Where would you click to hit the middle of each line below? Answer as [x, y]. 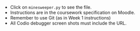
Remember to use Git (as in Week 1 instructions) [60, 18]
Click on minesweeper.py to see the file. [51, 7]
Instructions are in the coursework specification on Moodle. [73, 12]
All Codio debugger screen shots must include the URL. [68, 23]
